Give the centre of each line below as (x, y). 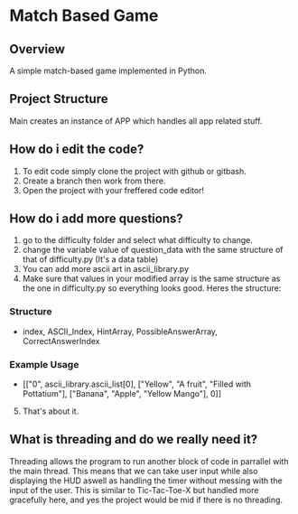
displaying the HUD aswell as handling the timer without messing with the (146, 481)
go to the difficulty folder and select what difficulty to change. (137, 240)
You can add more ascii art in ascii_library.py (106, 269)
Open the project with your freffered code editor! (113, 190)
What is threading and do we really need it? (134, 439)
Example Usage (44, 364)
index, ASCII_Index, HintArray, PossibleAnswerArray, (120, 332)
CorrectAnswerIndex (61, 341)
